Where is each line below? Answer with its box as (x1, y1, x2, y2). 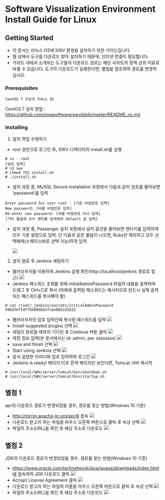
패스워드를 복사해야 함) (21, 293, 66, 299)
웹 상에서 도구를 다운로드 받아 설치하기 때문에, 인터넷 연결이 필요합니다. (12, 53, 149, 59)
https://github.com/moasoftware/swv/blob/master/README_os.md (5, 112, 140, 118)
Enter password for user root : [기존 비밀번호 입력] (5, 201, 110, 206)
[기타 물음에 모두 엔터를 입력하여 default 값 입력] (5, 216, 98, 221)
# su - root (5, 156, 30, 161)
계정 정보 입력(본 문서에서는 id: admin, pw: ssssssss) (12, 335, 116, 341)
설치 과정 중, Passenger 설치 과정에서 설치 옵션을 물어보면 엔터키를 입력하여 (12, 226, 159, 232)
